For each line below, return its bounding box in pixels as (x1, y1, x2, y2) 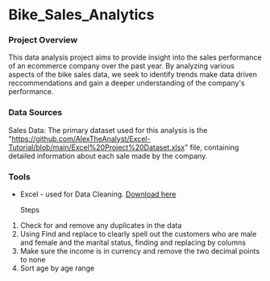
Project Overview (8, 35, 78, 46)
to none (19, 255, 46, 265)
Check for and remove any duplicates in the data (19, 221, 182, 230)
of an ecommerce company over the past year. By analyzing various (8, 61, 235, 71)
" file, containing (184, 143, 239, 152)
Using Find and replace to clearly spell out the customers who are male (19, 229, 257, 239)
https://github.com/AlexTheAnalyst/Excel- (11, 134, 151, 143)
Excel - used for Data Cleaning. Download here (19, 189, 177, 199)
